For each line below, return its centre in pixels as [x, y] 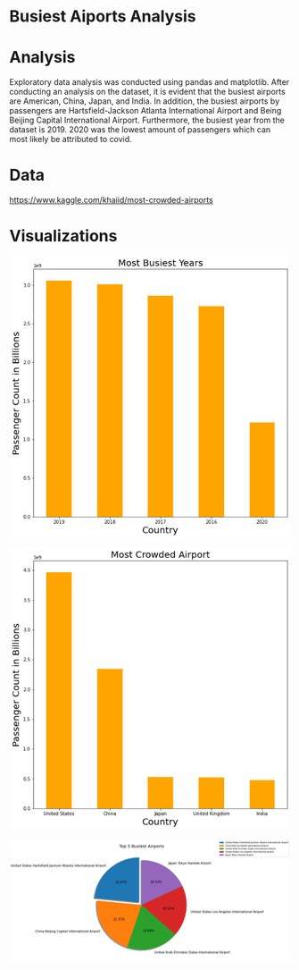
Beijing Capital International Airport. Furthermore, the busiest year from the [147, 120]
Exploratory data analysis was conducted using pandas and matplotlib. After [149, 82]
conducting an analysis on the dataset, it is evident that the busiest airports [147, 92]
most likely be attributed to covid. [71, 139]
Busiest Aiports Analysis [103, 17]
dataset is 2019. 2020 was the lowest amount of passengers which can [140, 130]
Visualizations [63, 236]
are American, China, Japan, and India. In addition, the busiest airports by [145, 101]
